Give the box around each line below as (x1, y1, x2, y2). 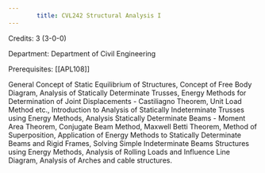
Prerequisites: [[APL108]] (8, 64, 90, 74)
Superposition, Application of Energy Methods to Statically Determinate (8, 130, 242, 140)
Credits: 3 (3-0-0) (8, 33, 67, 43)
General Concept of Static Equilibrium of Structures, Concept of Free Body (8, 79, 252, 89)
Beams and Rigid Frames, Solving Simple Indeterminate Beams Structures (8, 138, 250, 148)
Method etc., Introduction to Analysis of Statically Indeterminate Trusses (8, 105, 244, 114)
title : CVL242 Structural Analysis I (36, 11, 161, 20)
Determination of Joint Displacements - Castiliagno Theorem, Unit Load (8, 96, 242, 106)
